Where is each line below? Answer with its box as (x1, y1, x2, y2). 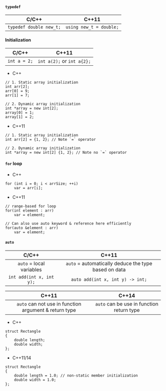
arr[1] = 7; (5, 93, 30, 98)
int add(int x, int (8, 274, 54, 280)
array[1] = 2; (5, 115, 35, 120)
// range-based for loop (5, 204, 56, 209)
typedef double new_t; (7, 24, 61, 30)
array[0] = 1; (5, 110, 35, 115)
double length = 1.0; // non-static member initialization (14, 373, 138, 378)
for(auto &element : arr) (5, 225, 58, 230)
